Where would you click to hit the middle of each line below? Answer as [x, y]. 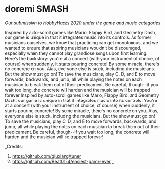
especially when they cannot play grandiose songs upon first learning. [76, 53]
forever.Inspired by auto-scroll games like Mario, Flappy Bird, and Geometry [82, 95]
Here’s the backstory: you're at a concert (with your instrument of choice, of [82, 58]
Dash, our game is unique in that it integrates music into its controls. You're [81, 100]
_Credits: [14, 146]
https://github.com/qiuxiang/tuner [47, 156]
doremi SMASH [37, 9]
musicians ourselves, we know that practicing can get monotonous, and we [82, 42]
